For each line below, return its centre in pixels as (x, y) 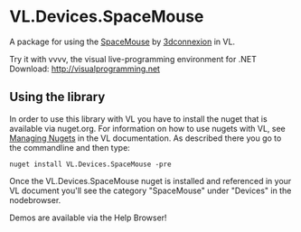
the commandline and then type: (70, 147)
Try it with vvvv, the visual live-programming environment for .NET (133, 59)
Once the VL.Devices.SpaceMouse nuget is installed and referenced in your (150, 181)
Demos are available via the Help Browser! (88, 218)
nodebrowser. (35, 200)
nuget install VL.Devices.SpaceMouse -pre (90, 164)
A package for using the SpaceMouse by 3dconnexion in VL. (122, 42)
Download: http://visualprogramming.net (85, 69)
